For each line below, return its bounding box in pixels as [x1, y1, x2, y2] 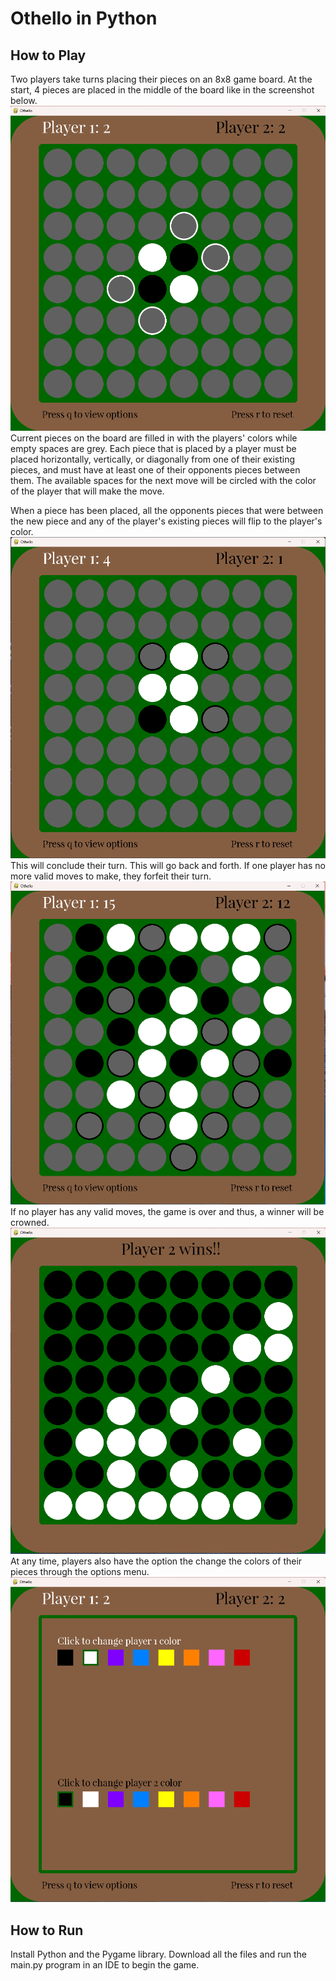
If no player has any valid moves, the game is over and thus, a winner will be [10, 1206, 325, 1218]
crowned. [10, 1217, 50, 1229]
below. [10, 95, 38, 106]
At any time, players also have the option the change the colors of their [10, 1555, 303, 1567]
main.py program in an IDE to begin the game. [10, 1959, 200, 1971]
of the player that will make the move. [10, 485, 165, 497]
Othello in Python [10, 7, 158, 30]
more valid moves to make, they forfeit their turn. [10, 870, 212, 882]
